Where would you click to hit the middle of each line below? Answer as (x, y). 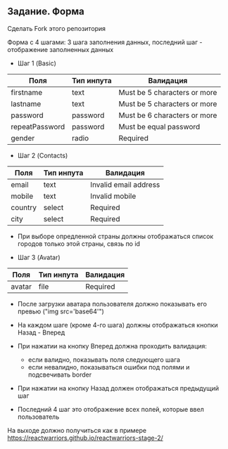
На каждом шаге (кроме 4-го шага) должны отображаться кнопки (118, 325)
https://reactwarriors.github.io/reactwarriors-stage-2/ (85, 438)
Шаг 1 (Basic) (37, 63)
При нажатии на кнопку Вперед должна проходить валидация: (112, 346)
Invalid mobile (113, 196)
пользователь (38, 417)
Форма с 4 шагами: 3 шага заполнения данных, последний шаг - (105, 42)
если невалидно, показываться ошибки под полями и (109, 367)
